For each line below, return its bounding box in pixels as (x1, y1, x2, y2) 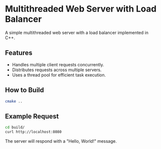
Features (5, 49, 32, 57)
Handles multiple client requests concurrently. (12, 61, 104, 67)
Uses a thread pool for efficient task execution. (12, 72, 106, 78)
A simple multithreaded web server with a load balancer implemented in (5, 30, 149, 35)
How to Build (5, 86, 45, 94)
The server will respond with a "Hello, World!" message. (5, 138, 117, 144)
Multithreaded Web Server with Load (5, 3, 157, 15)
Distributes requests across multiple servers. (12, 67, 102, 73)
